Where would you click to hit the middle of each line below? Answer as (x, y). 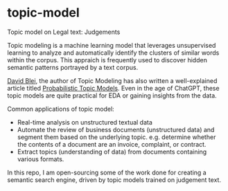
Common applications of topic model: (61, 109)
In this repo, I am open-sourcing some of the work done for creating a (107, 172)
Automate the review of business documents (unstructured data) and (116, 129)
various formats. (41, 159)
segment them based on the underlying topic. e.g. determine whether (116, 137)
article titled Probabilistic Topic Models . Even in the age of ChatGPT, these (113, 88)
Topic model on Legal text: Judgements (64, 32)
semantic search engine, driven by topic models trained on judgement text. (114, 180)
